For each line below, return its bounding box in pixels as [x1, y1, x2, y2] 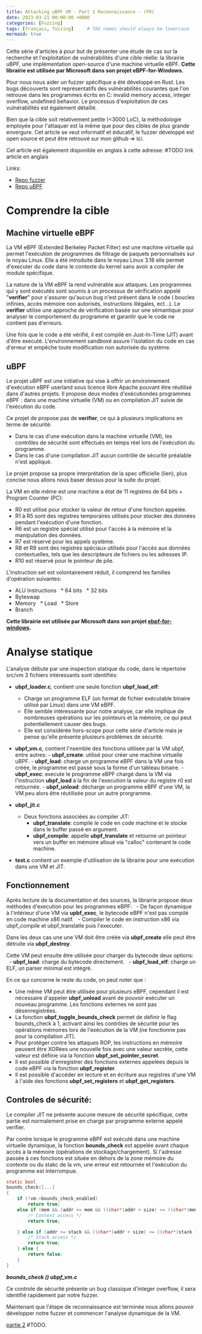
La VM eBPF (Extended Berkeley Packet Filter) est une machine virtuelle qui [6, 244, 194, 251]
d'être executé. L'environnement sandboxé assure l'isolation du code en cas [6, 338, 195, 345]
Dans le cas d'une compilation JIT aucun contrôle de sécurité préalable [14, 451, 192, 459]
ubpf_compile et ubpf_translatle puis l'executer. [6, 922, 123, 929]
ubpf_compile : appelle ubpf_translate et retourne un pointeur [32, 832, 187, 839]
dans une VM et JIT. [14, 863, 65, 870]
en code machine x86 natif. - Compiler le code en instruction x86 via [6, 916, 179, 923]
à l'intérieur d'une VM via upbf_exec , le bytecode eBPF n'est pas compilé [6, 909, 189, 916]
